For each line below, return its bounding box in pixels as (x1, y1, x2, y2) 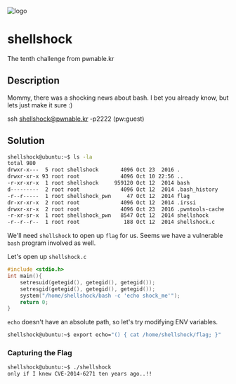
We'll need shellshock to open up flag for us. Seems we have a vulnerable (7, 232, 223, 240)
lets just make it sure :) (7, 100, 73, 109)
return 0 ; (20, 298, 49, 305)
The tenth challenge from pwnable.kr (7, 54, 114, 62)
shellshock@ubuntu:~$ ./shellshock (7, 364, 112, 371)
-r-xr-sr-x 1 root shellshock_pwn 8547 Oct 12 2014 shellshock (7, 212, 209, 219)
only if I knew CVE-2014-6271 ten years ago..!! (7, 371, 152, 378)
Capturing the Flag (7, 348, 72, 358)
